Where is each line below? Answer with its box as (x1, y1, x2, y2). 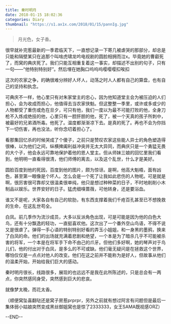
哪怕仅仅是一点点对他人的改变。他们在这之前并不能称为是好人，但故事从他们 (5, 252, 166, 258)
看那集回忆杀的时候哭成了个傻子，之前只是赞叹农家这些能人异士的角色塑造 (5, 137, 161, 143)
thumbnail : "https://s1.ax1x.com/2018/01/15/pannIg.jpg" (5, 21, 129, 27)
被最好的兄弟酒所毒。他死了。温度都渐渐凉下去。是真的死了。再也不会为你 (5, 120, 161, 126)
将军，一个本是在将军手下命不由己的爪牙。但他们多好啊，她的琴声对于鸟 (14, 239, 166, 246)
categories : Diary (5, 17, 44, 22)
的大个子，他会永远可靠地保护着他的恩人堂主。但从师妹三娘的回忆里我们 (5, 150, 157, 156)
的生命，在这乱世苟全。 (5, 203, 54, 209)
